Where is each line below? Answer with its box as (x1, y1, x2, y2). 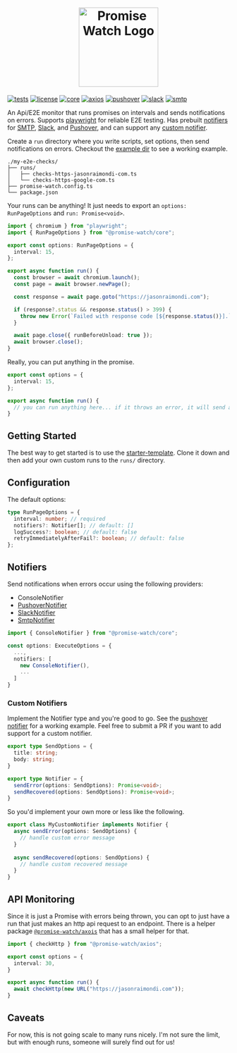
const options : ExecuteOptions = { (7, 642, 112, 649)
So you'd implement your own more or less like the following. (7, 808, 185, 816)
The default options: (7, 495, 66, 503)
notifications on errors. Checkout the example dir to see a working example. (7, 144, 228, 153)
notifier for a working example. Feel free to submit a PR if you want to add (7, 722, 221, 730)
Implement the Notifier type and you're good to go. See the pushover (7, 714, 208, 722)
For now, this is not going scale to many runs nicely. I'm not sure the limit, (7, 1030, 221, 1039)
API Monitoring (7, 893, 75, 905)
